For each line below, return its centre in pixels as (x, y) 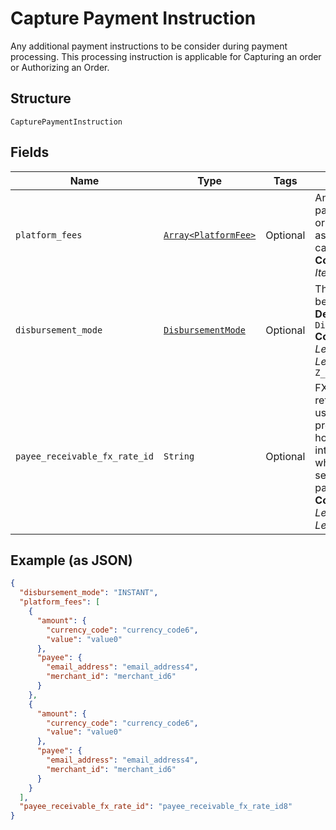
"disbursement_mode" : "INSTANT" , (89, 593)
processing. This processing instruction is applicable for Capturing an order (166, 56)
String (179, 456)
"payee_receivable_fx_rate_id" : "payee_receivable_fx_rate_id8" (156, 807)
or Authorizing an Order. (60, 67)
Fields (30, 152)
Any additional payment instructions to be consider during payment (149, 46)
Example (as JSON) (71, 560)
